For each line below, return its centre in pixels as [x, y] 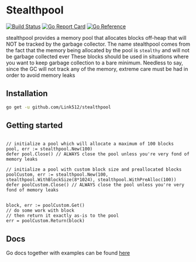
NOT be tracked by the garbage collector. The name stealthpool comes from [98, 44]
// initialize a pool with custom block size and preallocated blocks [94, 170]
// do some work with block [40, 211]
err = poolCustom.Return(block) [45, 221]
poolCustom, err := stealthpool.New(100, [57, 175]
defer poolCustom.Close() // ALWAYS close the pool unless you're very [95, 185]
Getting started [35, 126]
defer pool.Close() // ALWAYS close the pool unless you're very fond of [98, 154]
